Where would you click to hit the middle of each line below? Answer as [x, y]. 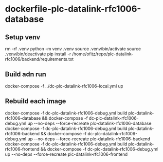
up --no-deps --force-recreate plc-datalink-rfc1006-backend [89, 139]
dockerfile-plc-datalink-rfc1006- [73, 9]
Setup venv [23, 37]
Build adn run [26, 74]
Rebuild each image [36, 101]
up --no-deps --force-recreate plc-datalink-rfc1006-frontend [66, 154]
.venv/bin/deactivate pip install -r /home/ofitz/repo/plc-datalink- [69, 54]
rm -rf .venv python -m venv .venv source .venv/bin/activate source [73, 49]
